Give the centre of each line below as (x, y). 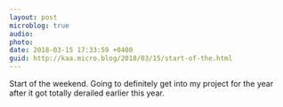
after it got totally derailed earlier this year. (87, 93)
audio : (21, 34)
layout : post (33, 17)
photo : (21, 42)
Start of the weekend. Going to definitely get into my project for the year (141, 84)
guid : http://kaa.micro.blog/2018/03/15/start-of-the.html (121, 58)
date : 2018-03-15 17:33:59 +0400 (71, 50)
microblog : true (39, 26)
